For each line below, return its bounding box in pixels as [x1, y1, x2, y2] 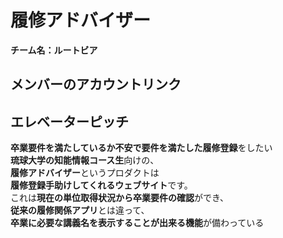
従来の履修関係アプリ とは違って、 [10, 204, 150, 216]
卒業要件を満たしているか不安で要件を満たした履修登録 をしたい [10, 142, 273, 154]
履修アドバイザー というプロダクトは [10, 167, 160, 179]
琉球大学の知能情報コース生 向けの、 [10, 154, 160, 166]
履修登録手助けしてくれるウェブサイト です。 [10, 179, 193, 191]
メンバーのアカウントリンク [10, 76, 182, 93]
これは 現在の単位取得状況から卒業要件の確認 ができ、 [10, 192, 230, 204]
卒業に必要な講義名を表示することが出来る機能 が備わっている [10, 217, 265, 229]
